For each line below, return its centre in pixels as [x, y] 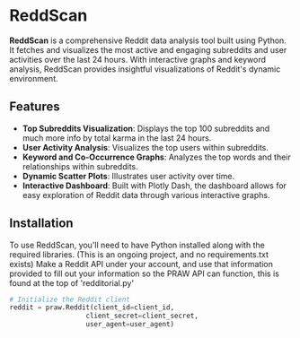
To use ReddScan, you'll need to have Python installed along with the [137, 245]
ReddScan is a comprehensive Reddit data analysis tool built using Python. [148, 40]
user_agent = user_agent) [130, 325]
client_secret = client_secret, [142, 316]
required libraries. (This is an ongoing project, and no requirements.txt [139, 254]
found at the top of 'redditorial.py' [72, 282]
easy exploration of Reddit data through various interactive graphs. [146, 195]
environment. [34, 78]
